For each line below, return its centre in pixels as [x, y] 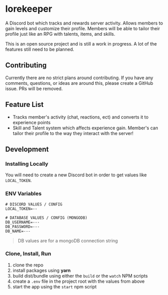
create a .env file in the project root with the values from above [79, 281]
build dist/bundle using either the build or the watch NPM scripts [80, 276]
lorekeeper [29, 9]
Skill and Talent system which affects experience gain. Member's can [85, 128]
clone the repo [28, 265]
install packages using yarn [42, 270]
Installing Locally [27, 164]
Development [27, 149]
